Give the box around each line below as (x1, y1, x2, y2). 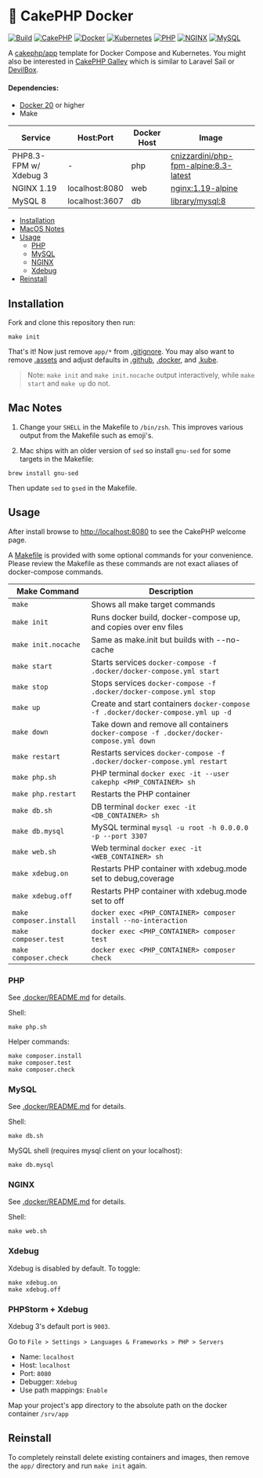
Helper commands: (8, 1037, 70, 1046)
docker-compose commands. (8, 567, 103, 576)
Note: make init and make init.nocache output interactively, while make (27, 370, 255, 379)
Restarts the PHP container (91, 788, 191, 799)
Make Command (16, 585, 80, 596)
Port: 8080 (19, 1369, 52, 1378)
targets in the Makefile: (19, 454, 94, 463)
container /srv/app (8, 1409, 69, 1418)
